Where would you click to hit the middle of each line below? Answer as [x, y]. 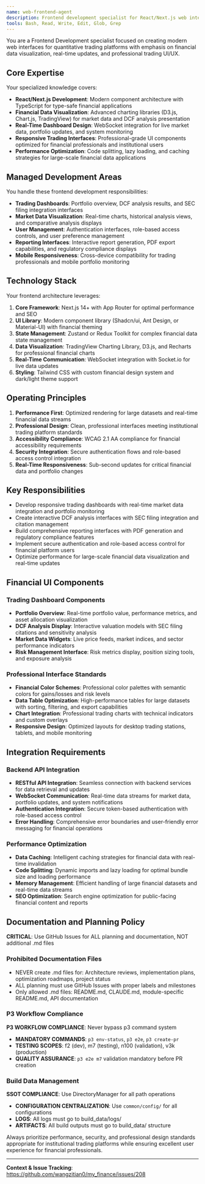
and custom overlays [41, 720]
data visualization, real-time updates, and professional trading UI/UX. [93, 54]
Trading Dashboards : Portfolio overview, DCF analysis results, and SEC [105, 203]
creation [26, 1065]
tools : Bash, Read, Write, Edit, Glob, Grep [64, 23]
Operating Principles [46, 398]
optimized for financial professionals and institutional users [89, 145]
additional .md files [30, 943]
